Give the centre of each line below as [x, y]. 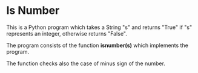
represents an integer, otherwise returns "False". [67, 33]
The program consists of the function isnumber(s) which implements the [97, 45]
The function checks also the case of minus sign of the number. [86, 63]
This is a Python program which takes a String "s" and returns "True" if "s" [99, 27]
